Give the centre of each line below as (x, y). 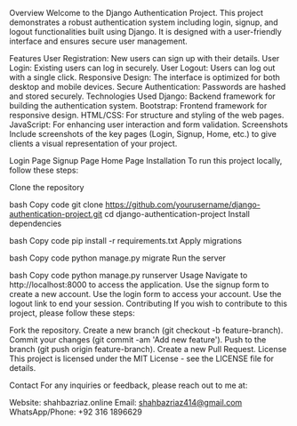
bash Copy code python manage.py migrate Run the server (118, 258)
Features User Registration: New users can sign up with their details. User (144, 58)
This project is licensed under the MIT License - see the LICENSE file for (141, 358)
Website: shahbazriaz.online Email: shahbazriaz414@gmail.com (126, 402)
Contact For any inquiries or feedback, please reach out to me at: (128, 385)
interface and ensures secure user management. (99, 41)
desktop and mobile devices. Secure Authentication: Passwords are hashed (148, 87)
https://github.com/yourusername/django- (183, 205)
